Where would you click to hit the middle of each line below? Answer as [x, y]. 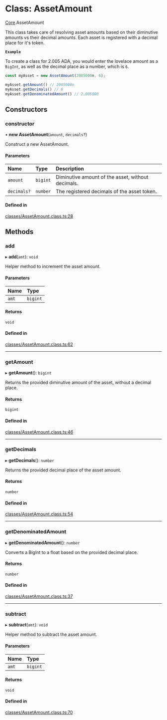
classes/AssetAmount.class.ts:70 [39, 712]
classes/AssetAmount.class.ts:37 [39, 596]
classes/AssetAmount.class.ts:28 [39, 216]
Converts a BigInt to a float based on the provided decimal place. [72, 552]
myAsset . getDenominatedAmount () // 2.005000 [52, 94]
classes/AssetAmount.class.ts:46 [39, 432]
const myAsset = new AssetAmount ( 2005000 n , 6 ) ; [55, 75]
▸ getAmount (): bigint [28, 373]
